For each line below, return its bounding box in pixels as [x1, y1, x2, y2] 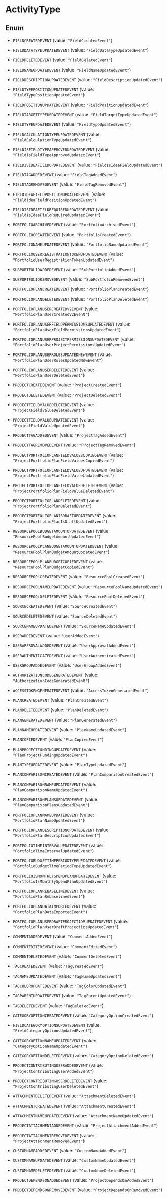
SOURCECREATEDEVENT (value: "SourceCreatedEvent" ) [12, 603, 117, 609]
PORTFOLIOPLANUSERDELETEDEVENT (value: [12, 367, 94, 373]
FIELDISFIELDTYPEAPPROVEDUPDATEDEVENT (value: [12, 146, 110, 152]
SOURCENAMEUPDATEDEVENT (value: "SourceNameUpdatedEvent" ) [12, 623, 136, 629]
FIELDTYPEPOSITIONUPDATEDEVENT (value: [12, 86, 94, 92]
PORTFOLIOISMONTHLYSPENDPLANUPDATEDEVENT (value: [12, 872, 117, 879]
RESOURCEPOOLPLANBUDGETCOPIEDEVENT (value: [12, 559, 103, 564]
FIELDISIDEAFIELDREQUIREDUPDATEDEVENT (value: [12, 207, 110, 212]
